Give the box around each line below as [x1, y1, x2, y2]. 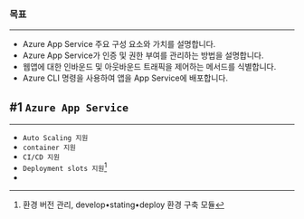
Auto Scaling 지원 [22, 134, 89, 143]
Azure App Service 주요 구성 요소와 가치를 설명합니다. [22, 39, 216, 50]
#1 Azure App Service [9, 100, 129, 115]
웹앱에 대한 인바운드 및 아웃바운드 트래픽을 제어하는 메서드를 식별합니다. [22, 62, 277, 72]
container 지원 [22, 143, 77, 153]
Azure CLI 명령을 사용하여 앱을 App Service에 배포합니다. [22, 72, 229, 83]
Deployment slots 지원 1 [22, 161, 108, 173]
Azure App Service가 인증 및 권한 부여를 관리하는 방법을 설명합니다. [22, 50, 264, 61]
